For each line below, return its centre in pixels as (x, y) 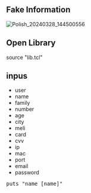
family (22, 103)
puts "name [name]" (34, 184)
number (24, 109)
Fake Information (38, 10)
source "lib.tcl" (24, 57)
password (27, 173)
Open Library (31, 43)
